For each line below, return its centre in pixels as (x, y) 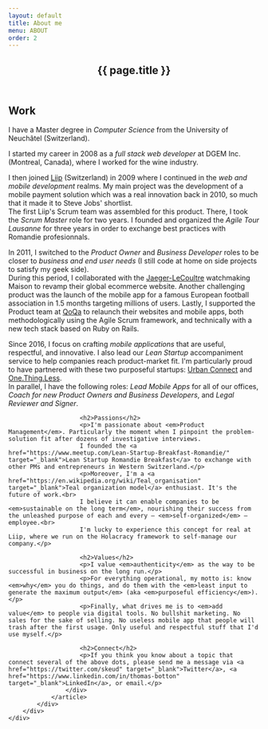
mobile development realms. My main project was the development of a (126, 186)
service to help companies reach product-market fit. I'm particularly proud (130, 361)
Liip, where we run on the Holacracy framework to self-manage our (123, 537)
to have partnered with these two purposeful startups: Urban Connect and (130, 370)
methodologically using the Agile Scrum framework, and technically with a (130, 321)
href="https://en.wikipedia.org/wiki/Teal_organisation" (105, 481)
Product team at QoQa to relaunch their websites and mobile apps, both (126, 312)
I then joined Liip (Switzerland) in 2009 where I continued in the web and (128, 178)
